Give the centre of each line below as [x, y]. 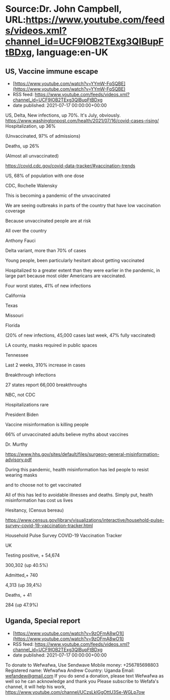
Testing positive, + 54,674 [33, 555]
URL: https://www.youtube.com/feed [85, 20]
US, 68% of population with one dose [45, 176]
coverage [15, 211]
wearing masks [21, 475]
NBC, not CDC [20, 395]
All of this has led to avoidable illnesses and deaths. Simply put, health [79, 495]
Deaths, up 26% [22, 146]
